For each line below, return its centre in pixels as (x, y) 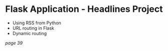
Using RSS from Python (37, 23)
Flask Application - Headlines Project (84, 9)
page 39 (14, 43)
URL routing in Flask (33, 28)
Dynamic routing (30, 33)
